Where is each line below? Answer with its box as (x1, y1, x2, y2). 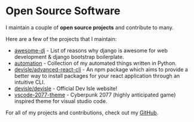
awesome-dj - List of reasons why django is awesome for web (14, 46, 168, 54)
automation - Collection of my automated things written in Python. (14, 60, 177, 67)
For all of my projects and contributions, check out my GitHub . (5, 109, 159, 116)
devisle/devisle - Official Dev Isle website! (14, 85, 118, 92)
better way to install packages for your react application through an (14, 72, 180, 79)
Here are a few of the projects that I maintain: (5, 35, 117, 42)
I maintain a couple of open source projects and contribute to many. (5, 24, 174, 31)
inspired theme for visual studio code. (14, 97, 108, 105)
